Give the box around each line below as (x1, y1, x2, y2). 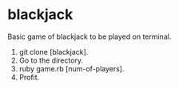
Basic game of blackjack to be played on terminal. (7, 32, 172, 41)
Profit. (18, 72, 40, 82)
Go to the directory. (18, 55, 84, 65)
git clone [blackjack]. (18, 47, 89, 56)
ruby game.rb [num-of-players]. (18, 63, 125, 73)
